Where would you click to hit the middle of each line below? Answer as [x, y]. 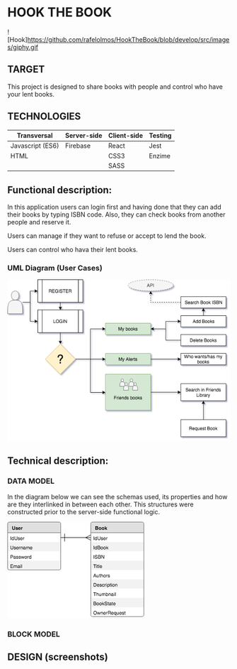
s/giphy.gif [23, 47]
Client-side [126, 136]
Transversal [35, 136]
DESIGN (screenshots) [58, 657]
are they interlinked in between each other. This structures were [100, 504]
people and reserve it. [39, 222]
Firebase [77, 146]
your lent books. [31, 94]
